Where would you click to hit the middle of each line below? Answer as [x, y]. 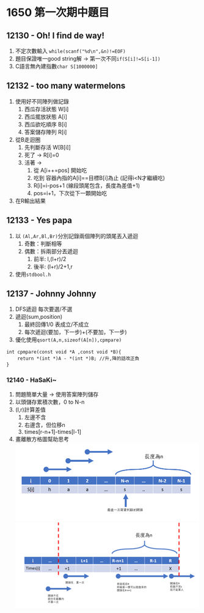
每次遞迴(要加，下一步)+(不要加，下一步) [75, 332]
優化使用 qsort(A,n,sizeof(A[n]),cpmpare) [68, 340]
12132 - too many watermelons [66, 86]
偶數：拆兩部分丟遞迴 [51, 251]
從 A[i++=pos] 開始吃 [60, 170]
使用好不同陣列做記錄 [42, 101]
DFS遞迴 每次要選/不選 [44, 309]
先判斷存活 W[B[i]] [48, 147]
